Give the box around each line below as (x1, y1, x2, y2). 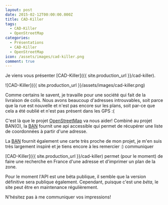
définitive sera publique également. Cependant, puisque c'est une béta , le (5, 179, 158, 185)
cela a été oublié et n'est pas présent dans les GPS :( (5, 108, 115, 114)
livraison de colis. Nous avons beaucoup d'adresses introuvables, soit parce (5, 97, 163, 104)
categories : (5, 36, 30, 41)
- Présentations (10, 40, 44, 45)
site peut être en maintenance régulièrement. (5, 184, 99, 190)
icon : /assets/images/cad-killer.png (5, 54, 85, 59)
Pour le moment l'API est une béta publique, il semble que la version (5, 174, 146, 180)
